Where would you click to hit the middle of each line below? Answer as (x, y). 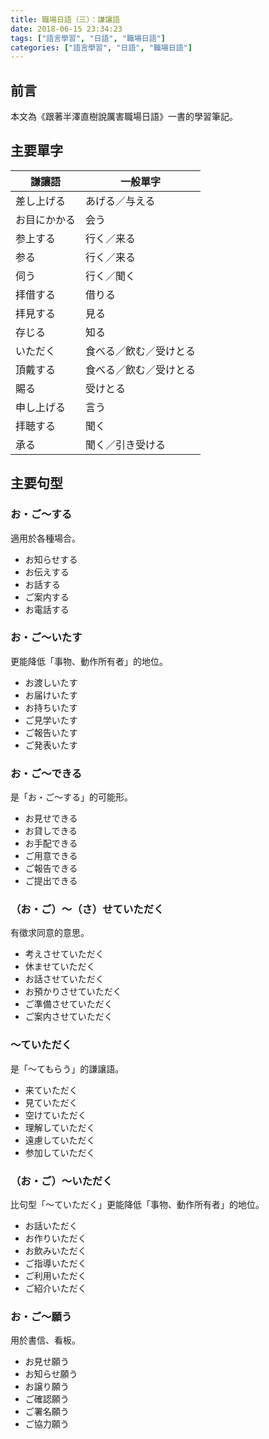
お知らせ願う (51, 1374)
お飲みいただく (55, 1251)
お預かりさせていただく (73, 992)
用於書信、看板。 (45, 1340)
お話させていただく (64, 979)
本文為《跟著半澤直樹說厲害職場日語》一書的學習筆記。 (124, 117)
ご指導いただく (55, 1263)
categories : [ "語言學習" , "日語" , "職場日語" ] (101, 47)
